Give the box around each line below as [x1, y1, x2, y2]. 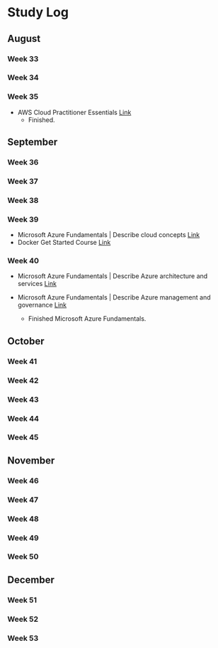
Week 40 [7, 256, 40, 266]
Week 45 [7, 432, 39, 442]
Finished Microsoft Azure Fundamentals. [28, 314, 147, 323]
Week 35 [7, 92, 39, 101]
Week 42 [7, 375, 39, 385]
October [7, 335, 45, 347]
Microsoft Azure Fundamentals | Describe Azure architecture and [17, 272, 208, 280]
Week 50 [7, 551, 39, 561]
